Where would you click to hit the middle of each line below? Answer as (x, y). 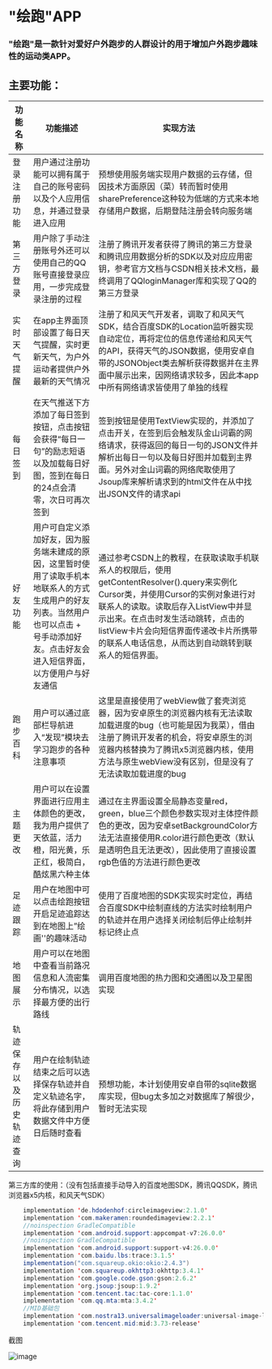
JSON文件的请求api (143, 493)
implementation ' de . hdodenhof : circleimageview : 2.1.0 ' (115, 1210)
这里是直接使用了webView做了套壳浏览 (172, 700)
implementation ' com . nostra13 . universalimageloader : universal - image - (143, 1316)
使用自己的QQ (59, 262)
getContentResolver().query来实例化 (168, 582)
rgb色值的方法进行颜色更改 (149, 862)
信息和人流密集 (62, 977)
